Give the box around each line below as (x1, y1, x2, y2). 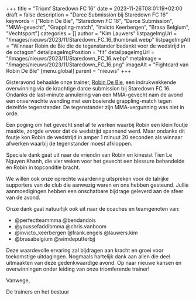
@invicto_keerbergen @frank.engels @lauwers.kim (14, 229, 138, 236)
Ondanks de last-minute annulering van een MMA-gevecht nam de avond (6, 91, 183, 98)
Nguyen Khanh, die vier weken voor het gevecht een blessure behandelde (6, 158, 185, 164)
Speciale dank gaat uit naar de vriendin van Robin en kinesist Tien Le (6, 151, 173, 158)
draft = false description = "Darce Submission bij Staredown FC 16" (6, 11, 169, 18)
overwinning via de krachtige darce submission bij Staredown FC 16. (6, 85, 171, 92)
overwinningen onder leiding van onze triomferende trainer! (6, 265, 150, 272)
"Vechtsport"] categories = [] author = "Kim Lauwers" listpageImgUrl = (6, 30, 177, 37)
